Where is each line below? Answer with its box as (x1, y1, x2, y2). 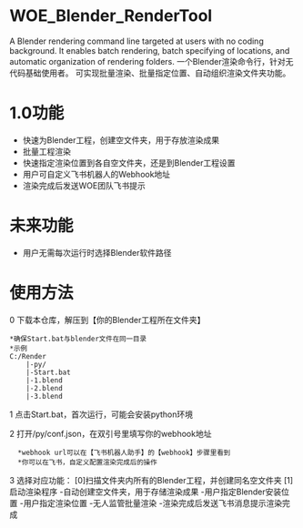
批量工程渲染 (22, 146, 71, 157)
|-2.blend (25, 383, 64, 392)
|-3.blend (25, 391, 64, 401)
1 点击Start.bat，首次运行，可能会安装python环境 (9, 409, 194, 420)
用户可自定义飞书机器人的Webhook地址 (22, 168, 171, 179)
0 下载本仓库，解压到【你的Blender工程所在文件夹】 (9, 314, 206, 325)
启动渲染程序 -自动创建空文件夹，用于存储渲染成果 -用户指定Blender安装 (9, 486, 282, 497)
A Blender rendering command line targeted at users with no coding (9, 36, 264, 46)
